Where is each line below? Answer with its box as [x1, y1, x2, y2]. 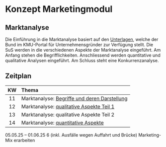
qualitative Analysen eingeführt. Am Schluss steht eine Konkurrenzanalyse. [5, 58, 159, 63]
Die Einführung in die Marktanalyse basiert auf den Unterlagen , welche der [5, 36, 159, 42]
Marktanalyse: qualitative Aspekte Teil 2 [21, 111, 115, 118]
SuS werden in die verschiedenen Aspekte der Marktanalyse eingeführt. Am [5, 47, 161, 53]
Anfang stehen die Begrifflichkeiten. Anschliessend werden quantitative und [5, 52, 161, 58]
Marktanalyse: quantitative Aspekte [21, 119, 104, 126]
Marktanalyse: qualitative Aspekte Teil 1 [21, 103, 115, 110]
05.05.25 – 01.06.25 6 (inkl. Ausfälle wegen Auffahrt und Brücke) [5, 132, 138, 138]
